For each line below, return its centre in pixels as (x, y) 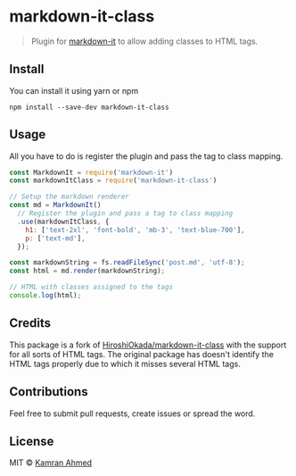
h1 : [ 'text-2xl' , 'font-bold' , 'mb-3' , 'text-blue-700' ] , (135, 230)
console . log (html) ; (45, 296)
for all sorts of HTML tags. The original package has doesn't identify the (142, 354)
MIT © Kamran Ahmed (50, 463)
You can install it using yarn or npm (74, 90)
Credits (30, 323)
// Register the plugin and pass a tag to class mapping (125, 213)
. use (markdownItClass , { (63, 221)
